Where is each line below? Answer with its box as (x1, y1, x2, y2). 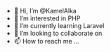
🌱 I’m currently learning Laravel (13, 22, 105, 30)
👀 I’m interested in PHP (13, 14, 81, 22)
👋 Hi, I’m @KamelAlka (13, 7, 77, 15)
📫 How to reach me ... (13, 37, 79, 45)
